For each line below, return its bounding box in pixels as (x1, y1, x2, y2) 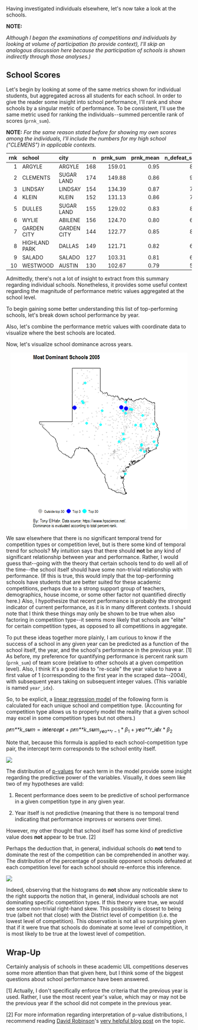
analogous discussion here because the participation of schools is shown (6, 47, 186, 54)
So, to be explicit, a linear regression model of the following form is (6, 696, 169, 703)
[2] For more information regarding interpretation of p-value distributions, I (6, 1010, 187, 1018)
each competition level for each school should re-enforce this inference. (6, 864, 181, 871)
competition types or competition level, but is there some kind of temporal (6, 541, 186, 548)
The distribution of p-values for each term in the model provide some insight (6, 768, 192, 775)
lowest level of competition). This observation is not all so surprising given (6, 918, 187, 925)
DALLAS (58, 242, 79, 249)
